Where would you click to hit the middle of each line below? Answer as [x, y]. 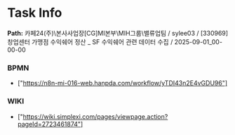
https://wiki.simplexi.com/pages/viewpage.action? [95, 116]
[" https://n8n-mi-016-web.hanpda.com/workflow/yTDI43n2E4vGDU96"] [122, 83]
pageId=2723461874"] [50, 124]
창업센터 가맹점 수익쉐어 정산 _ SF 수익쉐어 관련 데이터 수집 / [90, 42]
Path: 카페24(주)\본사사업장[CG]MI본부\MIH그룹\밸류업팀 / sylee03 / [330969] [118, 33]
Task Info [35, 13]
